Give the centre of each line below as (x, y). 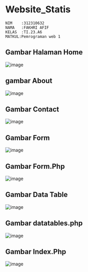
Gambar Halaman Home (44, 52)
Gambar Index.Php (36, 252)
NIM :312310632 (25, 23)
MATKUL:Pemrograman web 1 (33, 36)
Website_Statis (38, 9)
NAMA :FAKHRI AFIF (27, 27)
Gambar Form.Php (35, 166)
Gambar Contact (32, 109)
